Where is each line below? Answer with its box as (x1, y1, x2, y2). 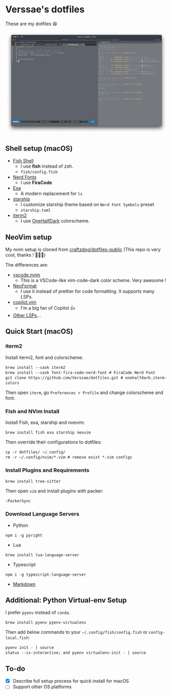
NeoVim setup (5, 233, 52, 241)
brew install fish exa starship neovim (5, 430, 91, 435)
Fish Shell (12, 158, 34, 164)
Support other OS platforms (12, 684, 72, 690)
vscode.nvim (12, 272, 40, 278)
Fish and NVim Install (5, 407, 60, 415)
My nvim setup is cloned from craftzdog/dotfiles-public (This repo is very (5, 246, 161, 253)
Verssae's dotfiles (5, 4, 85, 15)
